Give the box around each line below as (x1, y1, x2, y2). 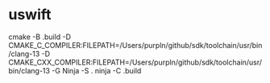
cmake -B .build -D (8, 32, 71, 41)
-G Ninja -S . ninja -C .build (52, 65, 142, 75)
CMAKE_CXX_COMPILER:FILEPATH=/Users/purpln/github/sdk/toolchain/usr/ (8, 57, 263, 67)
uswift (8, 6, 52, 24)
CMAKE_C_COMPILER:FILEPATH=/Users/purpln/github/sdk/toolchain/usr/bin (8, 40, 263, 49)
